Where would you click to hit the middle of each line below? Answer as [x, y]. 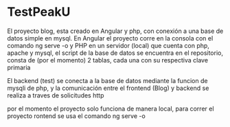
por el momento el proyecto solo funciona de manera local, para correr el [111, 108]
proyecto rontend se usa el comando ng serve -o [76, 116]
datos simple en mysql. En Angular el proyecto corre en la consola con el [110, 38]
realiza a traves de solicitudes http [56, 95]
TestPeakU [39, 12]
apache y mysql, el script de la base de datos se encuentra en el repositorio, [115, 53]
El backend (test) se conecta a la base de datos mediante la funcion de [107, 80]
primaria [19, 67]
